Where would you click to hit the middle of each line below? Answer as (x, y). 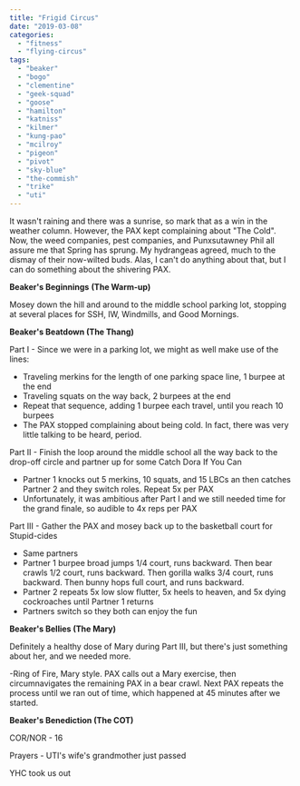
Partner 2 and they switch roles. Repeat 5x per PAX (118, 489)
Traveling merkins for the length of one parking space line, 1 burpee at (154, 377)
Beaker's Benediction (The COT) (72, 720)
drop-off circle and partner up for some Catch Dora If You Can (126, 462)
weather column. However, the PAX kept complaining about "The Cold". (143, 231)
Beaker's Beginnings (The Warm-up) (80, 287)
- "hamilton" (42, 111)
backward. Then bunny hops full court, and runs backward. (133, 582)
